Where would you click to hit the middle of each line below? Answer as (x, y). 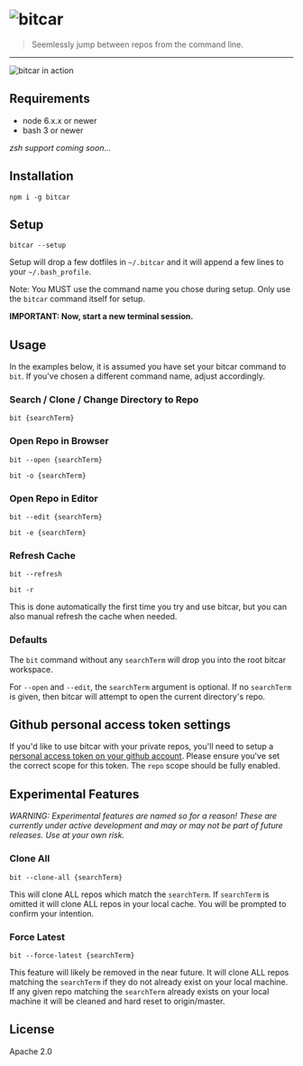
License (32, 1029)
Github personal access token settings (120, 725)
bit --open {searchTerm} (56, 460)
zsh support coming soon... (60, 147)
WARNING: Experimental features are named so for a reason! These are (143, 816)
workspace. (31, 669)
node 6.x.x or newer (60, 120)
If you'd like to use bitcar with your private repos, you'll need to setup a (142, 747)
